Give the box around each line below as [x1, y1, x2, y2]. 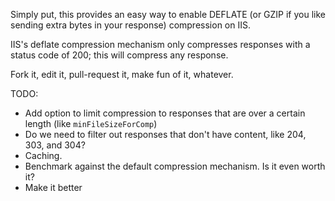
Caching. [24, 150, 63, 161]
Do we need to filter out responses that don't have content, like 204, [24, 129, 307, 140]
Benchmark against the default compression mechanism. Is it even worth [24, 160, 326, 172]
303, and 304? [24, 139, 86, 151]
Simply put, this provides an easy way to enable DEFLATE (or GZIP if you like [10, 9, 327, 20]
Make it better [24, 182, 83, 193]
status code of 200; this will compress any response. [10, 49, 229, 61]
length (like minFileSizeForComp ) [24, 118, 158, 129]
